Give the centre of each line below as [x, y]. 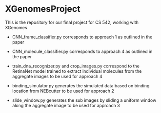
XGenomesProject [43, 9]
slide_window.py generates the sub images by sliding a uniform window [84, 100]
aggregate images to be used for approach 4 [57, 76]
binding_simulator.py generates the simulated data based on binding [81, 85]
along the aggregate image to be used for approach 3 [66, 105]
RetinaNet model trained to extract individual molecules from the [77, 71]
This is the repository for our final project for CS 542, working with [72, 22]
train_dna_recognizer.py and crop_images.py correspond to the [76, 66]
